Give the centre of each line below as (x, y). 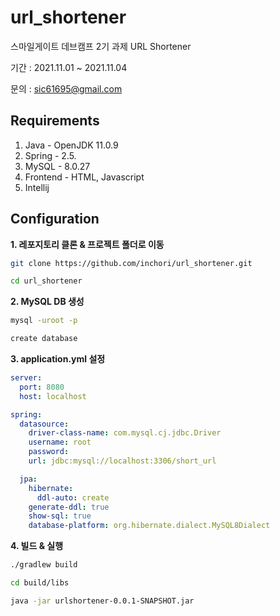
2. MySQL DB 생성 (47, 302)
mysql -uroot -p (44, 321)
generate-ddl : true (69, 507)
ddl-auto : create (73, 497)
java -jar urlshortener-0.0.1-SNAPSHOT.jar (102, 601)
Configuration (55, 219)
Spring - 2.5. (50, 155)
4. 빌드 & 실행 (37, 546)
